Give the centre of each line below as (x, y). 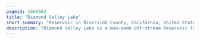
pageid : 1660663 (26, 11)
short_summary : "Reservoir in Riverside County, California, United (93, 22)
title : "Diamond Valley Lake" (44, 17)
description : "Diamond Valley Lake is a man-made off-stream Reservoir (97, 28)
